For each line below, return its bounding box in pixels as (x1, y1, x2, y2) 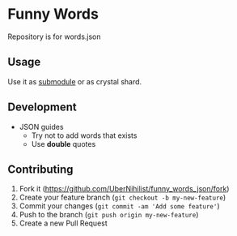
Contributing (7, 162, 74, 176)
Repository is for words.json (7, 32, 102, 41)
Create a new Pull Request (19, 218, 108, 228)
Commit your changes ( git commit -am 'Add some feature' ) (19, 201, 220, 211)
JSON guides (19, 122, 64, 131)
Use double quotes (31, 139, 96, 148)
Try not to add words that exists (31, 131, 138, 140)
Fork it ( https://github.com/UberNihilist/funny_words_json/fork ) (19, 184, 230, 194)
